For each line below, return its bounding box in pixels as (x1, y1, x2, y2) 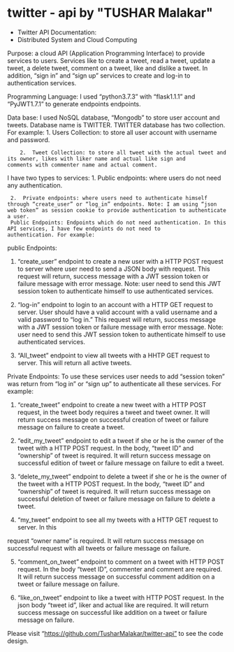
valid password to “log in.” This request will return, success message (17, 315, 217, 323)
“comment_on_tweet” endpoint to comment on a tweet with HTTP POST (17, 558, 225, 566)
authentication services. (7, 78, 77, 87)
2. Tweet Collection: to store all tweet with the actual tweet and (20, 149, 227, 156)
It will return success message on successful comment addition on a (17, 572, 215, 581)
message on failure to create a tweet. (17, 423, 125, 431)
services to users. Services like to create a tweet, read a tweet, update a (7, 56, 215, 64)
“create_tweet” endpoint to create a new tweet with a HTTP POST (17, 400, 207, 409)
